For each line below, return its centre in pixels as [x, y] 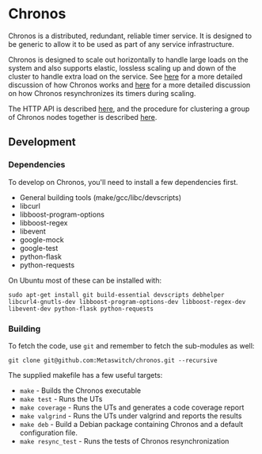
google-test [39, 248]
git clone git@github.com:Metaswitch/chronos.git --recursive [113, 360]
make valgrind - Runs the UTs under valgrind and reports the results [131, 416]
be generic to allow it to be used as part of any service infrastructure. [122, 44]
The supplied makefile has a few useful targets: [85, 375]
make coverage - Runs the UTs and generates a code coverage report [132, 407]
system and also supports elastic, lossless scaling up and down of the [122, 67]
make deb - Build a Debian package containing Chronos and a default [131, 424]
